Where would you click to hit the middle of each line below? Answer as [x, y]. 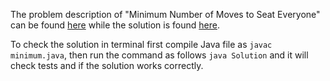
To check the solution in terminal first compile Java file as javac [141, 44]
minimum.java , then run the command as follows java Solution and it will [159, 55]
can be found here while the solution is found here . [115, 25]
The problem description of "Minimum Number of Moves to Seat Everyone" [165, 14]
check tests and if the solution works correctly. [107, 65]
